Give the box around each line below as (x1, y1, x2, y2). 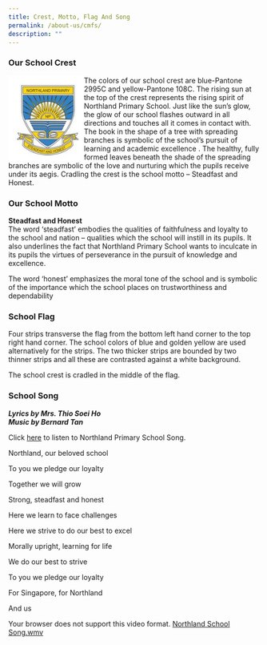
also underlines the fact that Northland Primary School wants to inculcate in (8, 241, 257, 251)
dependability (8, 291, 54, 300)
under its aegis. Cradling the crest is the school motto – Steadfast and (8, 169, 238, 179)
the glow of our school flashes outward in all (83, 109, 230, 119)
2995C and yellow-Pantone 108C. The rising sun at (83, 84, 252, 94)
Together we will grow (8, 479, 82, 489)
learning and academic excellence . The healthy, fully (83, 143, 260, 153)
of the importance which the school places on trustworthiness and (8, 282, 227, 292)
